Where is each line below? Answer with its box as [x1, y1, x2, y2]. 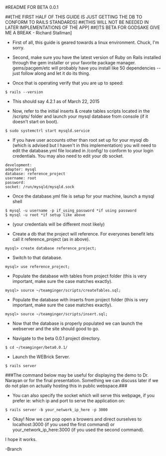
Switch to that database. [12, 254, 63, 260]
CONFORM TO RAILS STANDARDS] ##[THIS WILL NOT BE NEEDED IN [5, 19, 149, 25]
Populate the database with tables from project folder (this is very [12, 273, 147, 279]
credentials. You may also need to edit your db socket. [12, 153, 124, 159]
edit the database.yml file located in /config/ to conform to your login [12, 148, 154, 154]
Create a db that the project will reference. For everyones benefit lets [12, 231, 154, 236]
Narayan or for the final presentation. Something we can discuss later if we [5, 378, 159, 383]
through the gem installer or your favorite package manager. [12, 60, 136, 65]
